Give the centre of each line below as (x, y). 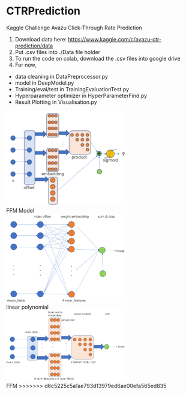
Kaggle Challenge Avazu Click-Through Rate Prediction (74, 28)
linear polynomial (28, 307)
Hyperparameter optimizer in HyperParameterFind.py (81, 95)
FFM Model (20, 211)
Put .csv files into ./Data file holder (58, 52)
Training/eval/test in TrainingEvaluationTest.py (72, 89)
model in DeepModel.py (44, 83)
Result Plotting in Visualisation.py (56, 102)
